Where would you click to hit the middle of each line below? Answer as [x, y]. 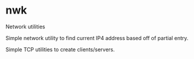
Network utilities [25, 27]
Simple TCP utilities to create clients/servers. [60, 49]
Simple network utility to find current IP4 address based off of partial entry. [97, 38]
